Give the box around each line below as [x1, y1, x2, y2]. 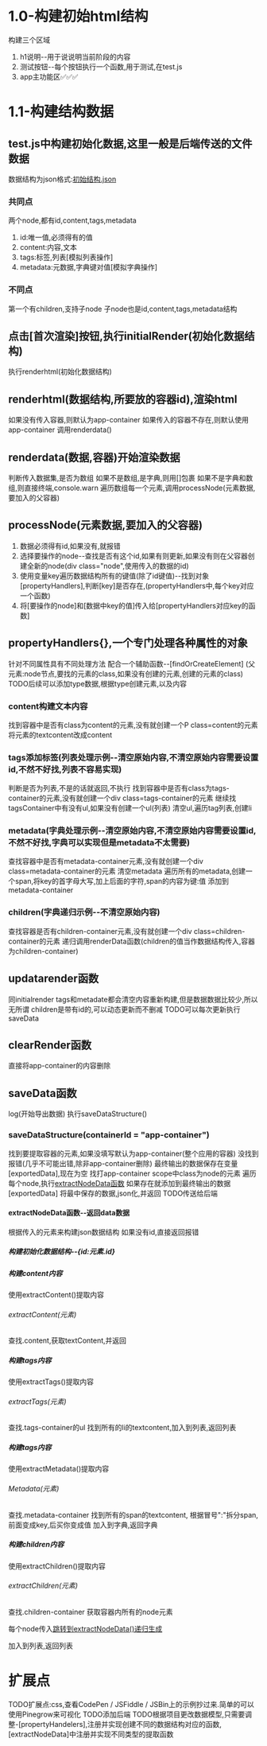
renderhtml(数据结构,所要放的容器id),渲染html [8, 392, 238, 406]
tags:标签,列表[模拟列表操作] [19, 252, 114, 262]
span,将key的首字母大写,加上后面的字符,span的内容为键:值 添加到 [14, 877, 229, 886]
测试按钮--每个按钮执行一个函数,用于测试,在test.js [19, 61, 183, 72]
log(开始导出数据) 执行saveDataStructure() [8, 1109, 148, 1118]
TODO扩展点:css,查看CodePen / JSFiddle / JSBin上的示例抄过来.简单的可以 [8, 1699, 254, 1709]
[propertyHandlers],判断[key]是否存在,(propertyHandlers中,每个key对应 [19, 581, 254, 590]
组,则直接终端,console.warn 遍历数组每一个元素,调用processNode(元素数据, [8, 483, 256, 492]
